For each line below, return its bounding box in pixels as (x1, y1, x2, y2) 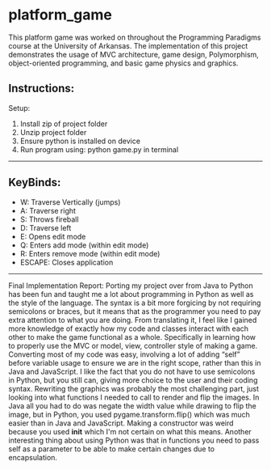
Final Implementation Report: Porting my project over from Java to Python (8, 281, 253, 290)
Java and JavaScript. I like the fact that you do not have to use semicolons (8, 366, 256, 376)
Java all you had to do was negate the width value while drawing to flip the (8, 400, 256, 410)
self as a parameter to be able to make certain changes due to (8, 443, 215, 454)
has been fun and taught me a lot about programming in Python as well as (8, 289, 254, 299)
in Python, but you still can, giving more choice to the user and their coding (8, 375, 258, 385)
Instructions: (8, 82, 75, 95)
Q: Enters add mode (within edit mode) (19, 240, 149, 250)
